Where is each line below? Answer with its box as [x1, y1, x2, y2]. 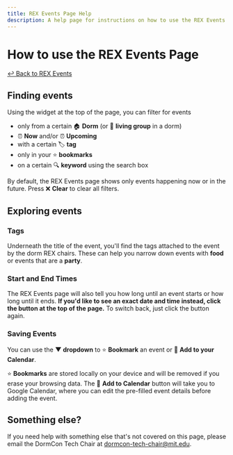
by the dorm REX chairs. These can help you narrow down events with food [7, 249, 224, 257]
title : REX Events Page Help [7, 10, 92, 17]
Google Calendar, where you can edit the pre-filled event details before [7, 386, 211, 395]
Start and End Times [7, 274, 78, 283]
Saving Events [7, 329, 57, 339]
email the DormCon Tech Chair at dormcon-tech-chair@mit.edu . [7, 440, 192, 448]
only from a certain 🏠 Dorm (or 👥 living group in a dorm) [17, 122, 182, 131]
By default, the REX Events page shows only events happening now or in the [7, 177, 226, 185]
